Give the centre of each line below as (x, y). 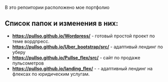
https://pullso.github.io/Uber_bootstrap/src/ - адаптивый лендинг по (88, 47)
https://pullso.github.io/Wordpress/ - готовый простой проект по (83, 36)
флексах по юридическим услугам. (51, 74)
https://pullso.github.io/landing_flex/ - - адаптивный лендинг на (82, 68)
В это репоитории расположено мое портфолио (57, 7)
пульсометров (28, 63)
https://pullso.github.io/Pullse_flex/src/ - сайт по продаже (76, 57)
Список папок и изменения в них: (62, 23)
